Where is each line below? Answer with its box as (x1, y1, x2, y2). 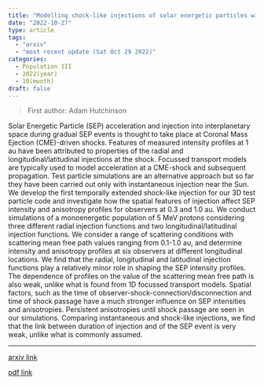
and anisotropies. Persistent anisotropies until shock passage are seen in (8, 305, 245, 314)
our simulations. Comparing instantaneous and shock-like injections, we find (8, 313, 255, 323)
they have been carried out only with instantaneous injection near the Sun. (8, 180, 249, 189)
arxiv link (8, 353, 38, 362)
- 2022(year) (15, 70, 58, 78)
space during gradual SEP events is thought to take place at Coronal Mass (8, 130, 248, 139)
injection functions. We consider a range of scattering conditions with (8, 229, 233, 240)
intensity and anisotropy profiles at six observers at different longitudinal (8, 247, 243, 256)
